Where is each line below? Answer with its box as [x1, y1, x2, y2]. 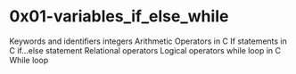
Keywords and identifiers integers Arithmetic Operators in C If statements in [9, 36, 288, 46]
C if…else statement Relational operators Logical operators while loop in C [9, 45, 281, 55]
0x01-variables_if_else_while [9, 6, 229, 27]
